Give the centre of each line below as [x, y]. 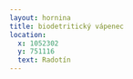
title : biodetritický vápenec [67, 26]
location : [28, 35]
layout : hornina [40, 18]
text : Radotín [44, 60]
